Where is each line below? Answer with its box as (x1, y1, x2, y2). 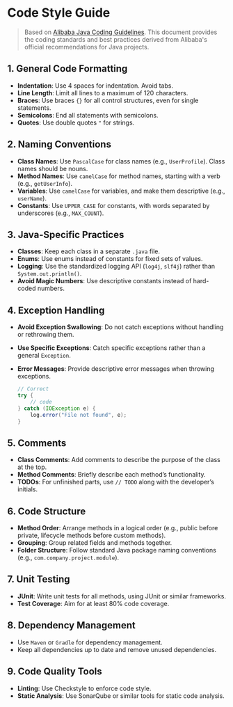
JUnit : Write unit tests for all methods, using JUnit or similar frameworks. (17, 591, 226, 600)
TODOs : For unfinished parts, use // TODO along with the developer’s (17, 478, 214, 486)
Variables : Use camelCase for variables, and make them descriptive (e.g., (17, 186, 225, 195)
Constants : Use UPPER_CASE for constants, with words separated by (17, 201, 210, 209)
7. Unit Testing (7, 573, 71, 585)
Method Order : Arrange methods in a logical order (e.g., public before (17, 524, 218, 532)
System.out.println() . (17, 269, 82, 278)
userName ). (17, 193, 47, 202)
